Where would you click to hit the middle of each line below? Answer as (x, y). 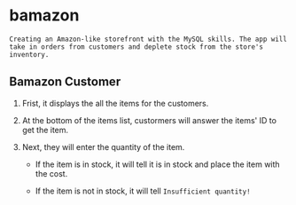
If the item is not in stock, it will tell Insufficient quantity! (143, 191)
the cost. (51, 173)
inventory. (29, 54)
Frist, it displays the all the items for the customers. (115, 103)
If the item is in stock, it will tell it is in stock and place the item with (158, 164)
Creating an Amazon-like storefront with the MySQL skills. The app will (148, 39)
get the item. (45, 130)
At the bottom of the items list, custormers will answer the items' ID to (149, 120)
